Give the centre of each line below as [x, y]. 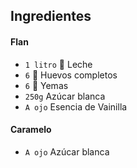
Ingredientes [51, 16]
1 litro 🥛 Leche [58, 64]
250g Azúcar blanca [65, 96]
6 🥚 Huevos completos [71, 75]
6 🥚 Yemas [46, 85]
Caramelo [31, 130]
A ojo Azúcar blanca [67, 151]
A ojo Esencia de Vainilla [76, 106]
